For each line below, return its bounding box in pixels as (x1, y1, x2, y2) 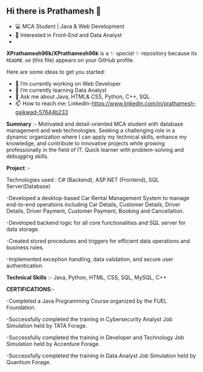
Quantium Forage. (6, 358, 52, 365)
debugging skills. (6, 153, 49, 160)
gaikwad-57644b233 (15, 108, 68, 115)
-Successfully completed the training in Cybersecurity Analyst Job (6, 315, 173, 323)
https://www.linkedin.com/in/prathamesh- (92, 100, 196, 107)
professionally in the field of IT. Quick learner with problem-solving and (6, 146, 184, 153)
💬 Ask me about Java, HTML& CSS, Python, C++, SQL (15, 92, 150, 100)
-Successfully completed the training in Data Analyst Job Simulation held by (6, 352, 196, 359)
